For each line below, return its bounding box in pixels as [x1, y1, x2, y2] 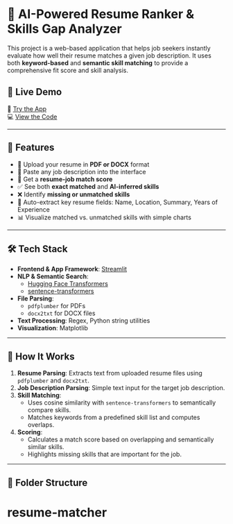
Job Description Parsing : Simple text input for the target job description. [17, 384, 225, 392]
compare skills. [27, 406, 71, 414]
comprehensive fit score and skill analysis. [7, 66, 128, 74]
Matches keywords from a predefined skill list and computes [27, 413, 200, 422]
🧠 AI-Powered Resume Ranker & [7, 6, 195, 22]
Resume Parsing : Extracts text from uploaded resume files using [17, 369, 202, 378]
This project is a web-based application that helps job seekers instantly [7, 44, 211, 52]
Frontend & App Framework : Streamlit [17, 265, 127, 273]
